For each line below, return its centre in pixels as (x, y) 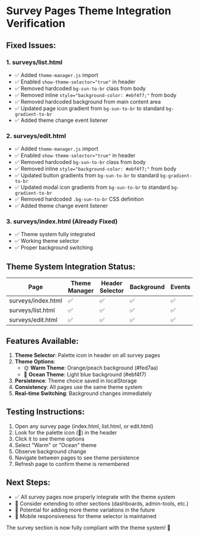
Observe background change (50, 451)
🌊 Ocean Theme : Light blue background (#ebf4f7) (85, 375)
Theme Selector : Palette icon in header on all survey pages (87, 355)
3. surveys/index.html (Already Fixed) (62, 221)
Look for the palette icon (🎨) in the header (66, 432)
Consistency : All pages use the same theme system (78, 387)
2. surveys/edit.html (36, 136)
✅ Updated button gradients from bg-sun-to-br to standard (87, 175)
